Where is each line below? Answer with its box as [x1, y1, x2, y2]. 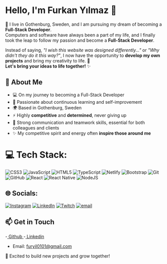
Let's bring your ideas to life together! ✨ [5, 63, 91, 69]
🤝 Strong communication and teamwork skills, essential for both [12, 119, 145, 125]
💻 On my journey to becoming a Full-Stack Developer [12, 92, 125, 98]
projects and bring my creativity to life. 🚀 [5, 57, 91, 63]
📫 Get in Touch [5, 218, 55, 226]
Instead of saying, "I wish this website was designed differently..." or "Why [5, 47, 159, 53]
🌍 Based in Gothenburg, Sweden [12, 104, 82, 110]
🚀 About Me [5, 78, 43, 87]
